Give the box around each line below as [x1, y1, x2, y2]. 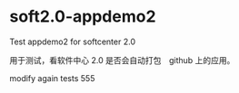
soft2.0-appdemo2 [9, 6, 156, 27]
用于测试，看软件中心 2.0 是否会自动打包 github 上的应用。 [9, 54, 235, 65]
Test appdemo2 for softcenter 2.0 [9, 36, 136, 47]
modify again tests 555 [9, 72, 95, 83]
